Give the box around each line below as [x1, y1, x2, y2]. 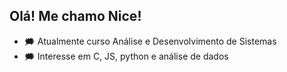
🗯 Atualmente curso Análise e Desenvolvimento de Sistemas [23, 35, 277, 47]
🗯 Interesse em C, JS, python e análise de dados [23, 50, 229, 62]
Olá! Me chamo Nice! [9, 8, 142, 25]
